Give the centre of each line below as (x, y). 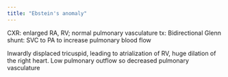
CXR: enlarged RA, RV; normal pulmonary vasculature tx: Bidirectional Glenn (114, 33)
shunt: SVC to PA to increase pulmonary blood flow (79, 40)
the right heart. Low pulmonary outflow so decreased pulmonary (98, 60)
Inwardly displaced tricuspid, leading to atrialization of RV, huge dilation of (112, 53)
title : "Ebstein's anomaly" (47, 13)
